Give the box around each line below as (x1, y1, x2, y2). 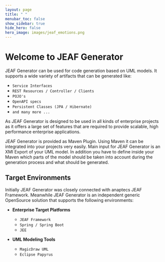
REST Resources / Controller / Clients (12, 88, 95, 94)
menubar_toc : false (5, 16, 45, 21)
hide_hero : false (5, 26, 41, 31)
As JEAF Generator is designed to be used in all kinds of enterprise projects (5, 118, 159, 124)
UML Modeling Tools (12, 236, 56, 242)
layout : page (5, 7, 32, 12)
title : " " (5, 12, 28, 17)
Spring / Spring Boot (19, 223, 64, 227)
